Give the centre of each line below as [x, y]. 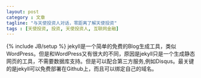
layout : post [23, 12]
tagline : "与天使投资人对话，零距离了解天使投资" [62, 23]
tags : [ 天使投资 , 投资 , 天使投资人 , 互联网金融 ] [62, 28]
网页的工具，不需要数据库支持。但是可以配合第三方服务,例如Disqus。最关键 [100, 61]
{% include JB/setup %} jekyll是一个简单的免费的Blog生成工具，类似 [91, 46]
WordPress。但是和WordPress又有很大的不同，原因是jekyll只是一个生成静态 [101, 54]
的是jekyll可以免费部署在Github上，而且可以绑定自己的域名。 [82, 69]
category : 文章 [26, 17]
